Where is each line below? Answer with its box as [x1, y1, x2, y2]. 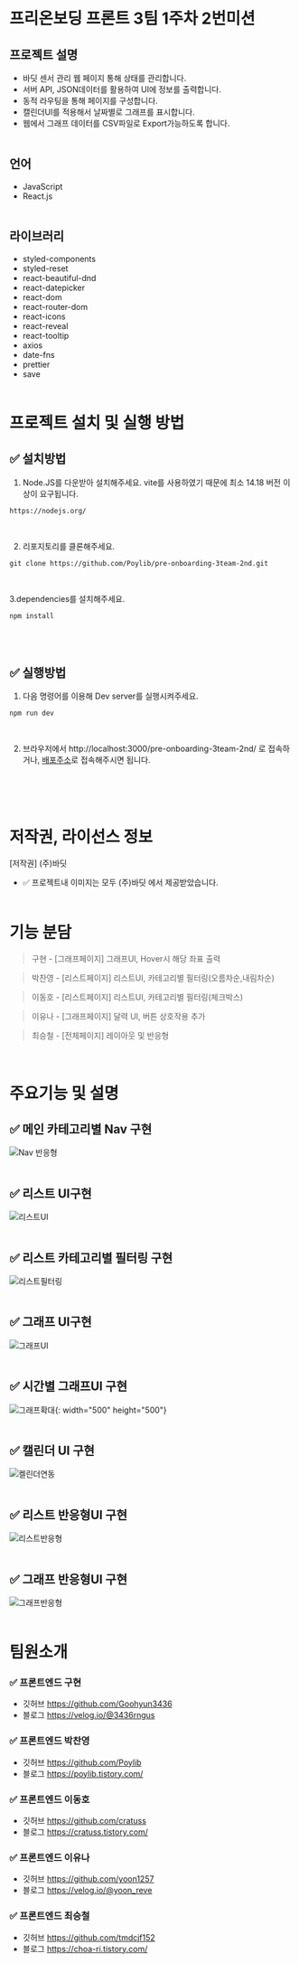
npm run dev [9, 709, 54, 719]
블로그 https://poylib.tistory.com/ [22, 1768, 144, 1779]
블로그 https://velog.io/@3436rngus [22, 1710, 155, 1721]
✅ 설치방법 [9, 451, 67, 466]
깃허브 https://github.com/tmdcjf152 [22, 1931, 155, 1943]
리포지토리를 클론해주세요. [22, 540, 116, 551]
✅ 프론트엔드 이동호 [9, 1793, 90, 1806]
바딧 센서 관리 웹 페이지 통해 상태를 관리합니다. [22, 73, 187, 83]
